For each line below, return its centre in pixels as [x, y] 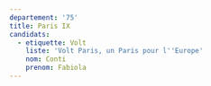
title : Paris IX [40, 26]
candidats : [30, 34]
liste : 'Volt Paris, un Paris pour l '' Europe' [115, 51]
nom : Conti [46, 59]
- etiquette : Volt [52, 43]
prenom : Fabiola [56, 68]
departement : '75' [44, 17]
